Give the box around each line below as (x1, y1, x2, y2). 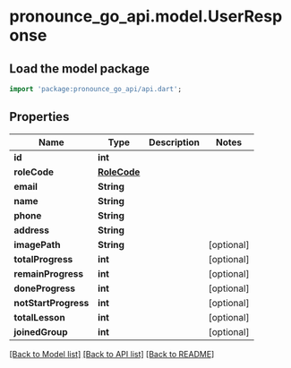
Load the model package (9, 61, 150, 76)
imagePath (13, 238, 61, 251)
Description (149, 136, 200, 149)
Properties (9, 109, 70, 124)
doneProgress (13, 282, 76, 295)
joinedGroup (13, 325, 69, 338)
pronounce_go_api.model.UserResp (9, 6, 283, 27)
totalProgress (13, 252, 73, 265)
